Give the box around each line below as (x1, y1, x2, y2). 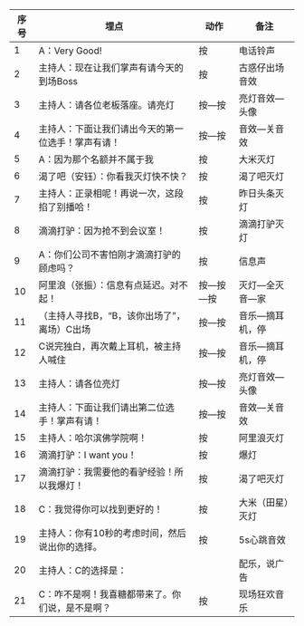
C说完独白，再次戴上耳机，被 (38, 340, 164, 352)
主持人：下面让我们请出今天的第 (38, 122, 175, 135)
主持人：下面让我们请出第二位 (38, 401, 166, 413)
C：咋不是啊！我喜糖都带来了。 (38, 588, 173, 601)
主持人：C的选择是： (38, 564, 128, 576)
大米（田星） (238, 496, 290, 508)
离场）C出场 (38, 323, 91, 335)
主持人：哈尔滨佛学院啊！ (38, 432, 147, 444)
